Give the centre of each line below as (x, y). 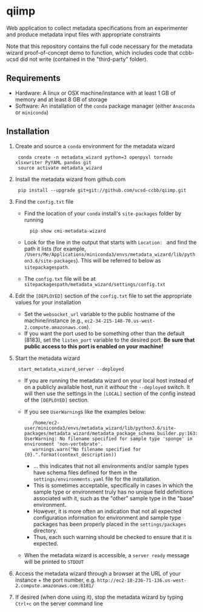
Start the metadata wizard (48, 358)
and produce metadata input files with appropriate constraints (84, 34)
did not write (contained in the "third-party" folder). (84, 59)
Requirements (33, 78)
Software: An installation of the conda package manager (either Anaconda (105, 106)
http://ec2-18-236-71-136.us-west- (141, 580)
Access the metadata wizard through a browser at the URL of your (98, 573)
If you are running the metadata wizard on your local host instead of (109, 380)
